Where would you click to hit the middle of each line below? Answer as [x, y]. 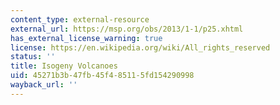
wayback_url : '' [44, 85]
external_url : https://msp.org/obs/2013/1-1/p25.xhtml [127, 29]
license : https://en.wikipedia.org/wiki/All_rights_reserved [140, 47]
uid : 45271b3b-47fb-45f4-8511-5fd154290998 [102, 76]
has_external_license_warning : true [86, 38]
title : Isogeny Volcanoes [64, 66]
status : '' [33, 57]
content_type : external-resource [80, 19]
